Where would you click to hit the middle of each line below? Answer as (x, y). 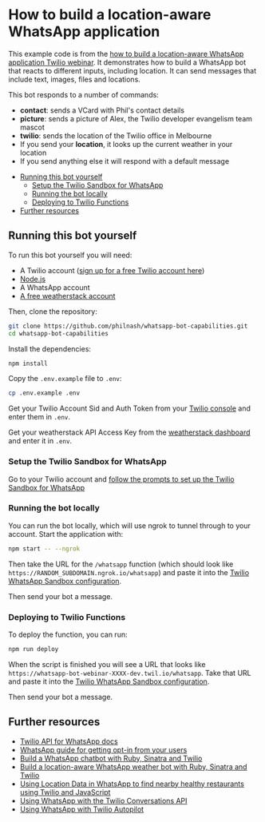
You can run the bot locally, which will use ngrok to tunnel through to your (130, 526)
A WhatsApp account (55, 287)
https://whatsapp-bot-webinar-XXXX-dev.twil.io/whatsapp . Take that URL (130, 673)
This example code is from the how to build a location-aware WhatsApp (126, 54)
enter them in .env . (39, 417)
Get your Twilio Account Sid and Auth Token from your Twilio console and (130, 408)
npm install (28, 363)
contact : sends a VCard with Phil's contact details (102, 110)
